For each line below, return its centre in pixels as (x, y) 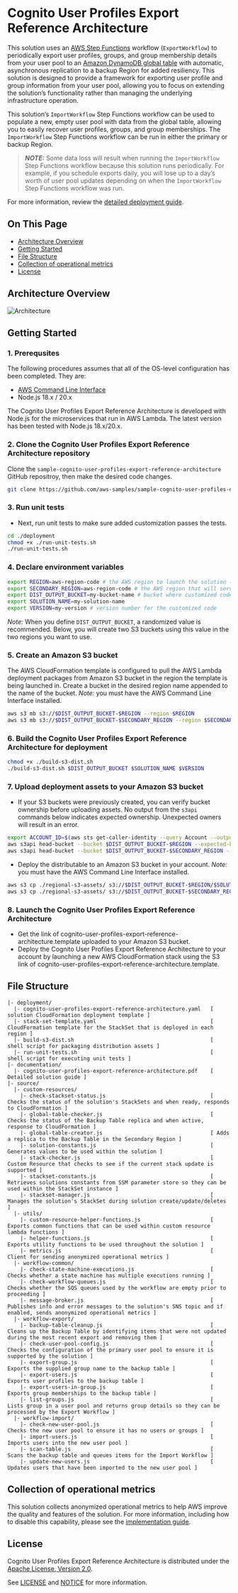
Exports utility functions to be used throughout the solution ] (106, 1244)
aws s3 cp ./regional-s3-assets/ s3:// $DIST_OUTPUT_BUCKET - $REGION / (110, 885)
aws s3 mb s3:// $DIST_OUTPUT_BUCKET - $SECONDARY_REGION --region (104, 721)
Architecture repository (49, 454)
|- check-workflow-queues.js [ (117, 1282)
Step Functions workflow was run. (74, 188)
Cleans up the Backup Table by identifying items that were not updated (117, 1331)
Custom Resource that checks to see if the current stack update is (110, 1164)
